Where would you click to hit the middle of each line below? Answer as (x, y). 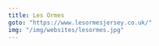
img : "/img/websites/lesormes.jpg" (66, 30)
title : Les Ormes (36, 15)
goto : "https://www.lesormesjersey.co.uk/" (80, 23)
